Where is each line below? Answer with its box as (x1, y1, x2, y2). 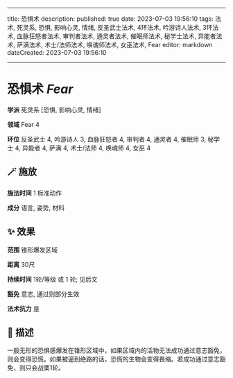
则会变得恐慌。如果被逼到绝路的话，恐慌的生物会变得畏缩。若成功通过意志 (7, 355, 220, 363)
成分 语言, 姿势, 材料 (7, 203, 64, 212)
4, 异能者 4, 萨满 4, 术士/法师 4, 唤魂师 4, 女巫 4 (15, 144, 151, 152)
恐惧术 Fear (7, 81, 74, 97)
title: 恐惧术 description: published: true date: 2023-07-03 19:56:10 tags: (7, 15, 214, 23)
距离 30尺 (7, 260, 35, 268)
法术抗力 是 (7, 304, 40, 313)
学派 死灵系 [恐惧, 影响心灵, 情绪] (7, 105, 102, 114)
